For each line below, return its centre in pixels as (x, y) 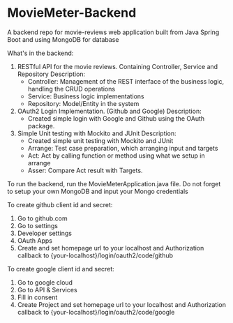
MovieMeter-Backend (72, 13)
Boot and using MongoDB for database (63, 39)
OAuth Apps (35, 240)
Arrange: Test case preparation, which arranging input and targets (123, 148)
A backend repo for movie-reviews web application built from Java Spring (113, 32)
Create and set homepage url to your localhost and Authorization (111, 248)
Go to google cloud (45, 282)
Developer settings (44, 233)
